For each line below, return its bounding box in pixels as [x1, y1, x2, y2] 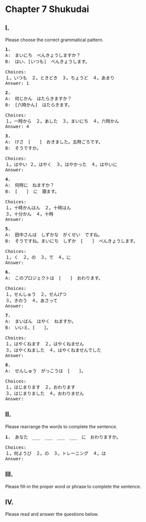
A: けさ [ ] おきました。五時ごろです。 [5, 139, 103, 145]
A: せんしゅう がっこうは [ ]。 [5, 368, 86, 373]
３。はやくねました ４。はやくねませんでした [5, 347, 101, 353]
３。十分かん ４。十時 [5, 211, 53, 217]
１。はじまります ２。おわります [5, 384, 75, 390]
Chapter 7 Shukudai [5, 4, 89, 15]
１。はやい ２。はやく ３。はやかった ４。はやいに [5, 162, 117, 167]
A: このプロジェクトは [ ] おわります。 [5, 275, 103, 281]
